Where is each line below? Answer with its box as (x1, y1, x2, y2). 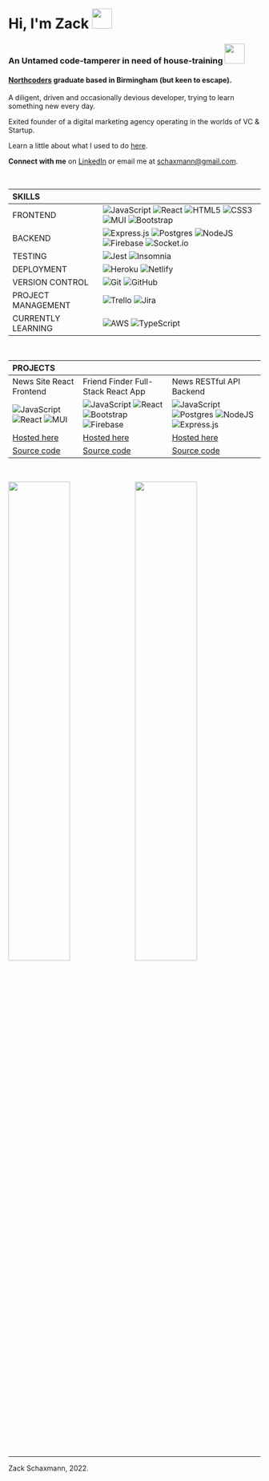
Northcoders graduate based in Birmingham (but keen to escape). (8, 75, 232, 84)
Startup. (8, 125, 35, 136)
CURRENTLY (12, 313, 61, 324)
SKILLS (12, 191, 41, 202)
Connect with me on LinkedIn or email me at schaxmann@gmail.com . (8, 156, 239, 166)
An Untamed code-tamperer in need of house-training (8, 55, 223, 67)
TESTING (12, 251, 47, 262)
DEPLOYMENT (12, 264, 67, 275)
